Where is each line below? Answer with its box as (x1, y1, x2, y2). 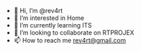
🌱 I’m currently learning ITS (13, 21, 92, 29)
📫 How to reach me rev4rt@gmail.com (13, 37, 126, 44)
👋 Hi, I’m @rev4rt (13, 7, 63, 14)
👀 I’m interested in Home (13, 14, 85, 22)
